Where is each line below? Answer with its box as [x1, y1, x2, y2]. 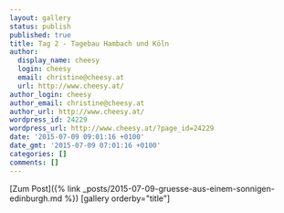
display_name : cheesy [17, 56, 100, 65]
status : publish [9, 22, 71, 31]
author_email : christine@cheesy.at [9, 98, 145, 108]
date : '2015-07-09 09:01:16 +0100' [9, 133, 145, 142]
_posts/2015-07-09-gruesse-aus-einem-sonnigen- [82, 183, 276, 194]
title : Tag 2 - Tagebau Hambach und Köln [9, 38, 170, 48]
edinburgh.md [9, 193, 63, 204]
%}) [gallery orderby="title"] [63, 193, 171, 204]
